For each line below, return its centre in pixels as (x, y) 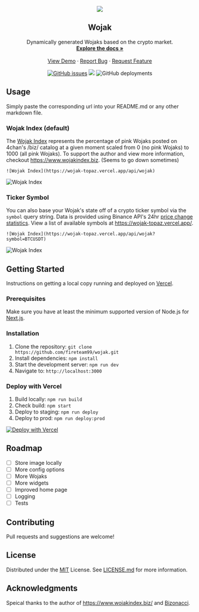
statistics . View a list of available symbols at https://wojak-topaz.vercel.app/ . (100, 223)
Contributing (30, 522)
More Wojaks (31, 476)
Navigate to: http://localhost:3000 (58, 371)
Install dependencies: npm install (56, 358)
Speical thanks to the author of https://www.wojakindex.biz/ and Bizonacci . (98, 602)
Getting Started (35, 269)
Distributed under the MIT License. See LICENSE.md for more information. (97, 570)
